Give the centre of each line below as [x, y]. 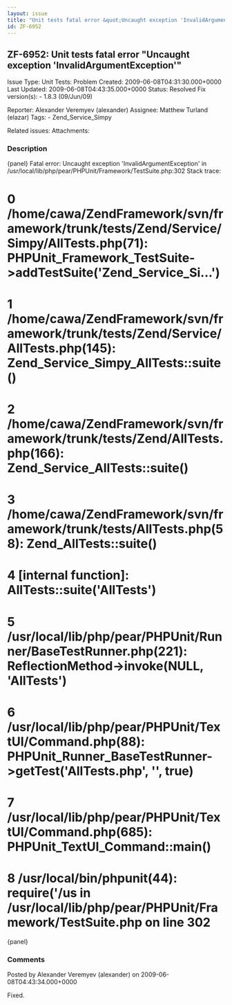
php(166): [36, 453]
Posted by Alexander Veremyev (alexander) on [73, 975]
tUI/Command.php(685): [80, 832]
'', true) [172, 771]
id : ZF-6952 [24, 26]
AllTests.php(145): [61, 348]
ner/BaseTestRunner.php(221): [97, 651]
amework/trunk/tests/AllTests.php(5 [115, 529]
